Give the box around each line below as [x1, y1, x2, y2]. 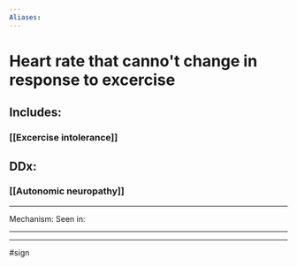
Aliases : [9, 12, 42, 22]
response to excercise [9, 70, 176, 89]
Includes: [9, 105, 62, 120]
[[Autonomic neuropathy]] [9, 185, 126, 197]
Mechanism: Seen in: [9, 213, 86, 224]
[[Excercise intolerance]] [9, 132, 118, 144]
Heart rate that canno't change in [9, 50, 258, 71]
